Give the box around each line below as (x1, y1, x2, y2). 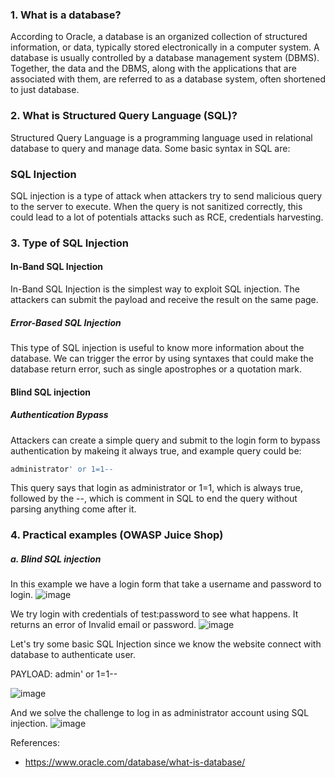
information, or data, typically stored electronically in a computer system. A (10, 41, 320, 53)
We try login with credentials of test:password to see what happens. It (10, 608, 299, 620)
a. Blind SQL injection (10, 553, 102, 565)
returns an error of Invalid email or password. (10, 619, 197, 631)
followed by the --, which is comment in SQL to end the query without (10, 493, 298, 505)
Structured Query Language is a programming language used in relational (10, 131, 313, 143)
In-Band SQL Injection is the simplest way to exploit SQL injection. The (10, 283, 301, 295)
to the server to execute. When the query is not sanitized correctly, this (10, 200, 303, 212)
